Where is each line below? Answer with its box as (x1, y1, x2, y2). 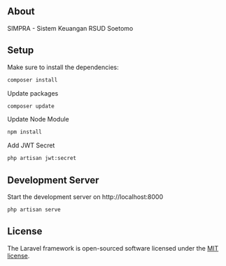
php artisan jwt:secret (7, 155, 77, 162)
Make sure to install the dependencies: (7, 63, 119, 71)
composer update (7, 103, 55, 110)
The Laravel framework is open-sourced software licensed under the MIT (7, 244, 219, 252)
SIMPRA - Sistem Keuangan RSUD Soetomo (7, 24, 134, 32)
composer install (7, 76, 58, 83)
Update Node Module (7, 115, 70, 124)
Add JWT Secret (7, 141, 55, 149)
